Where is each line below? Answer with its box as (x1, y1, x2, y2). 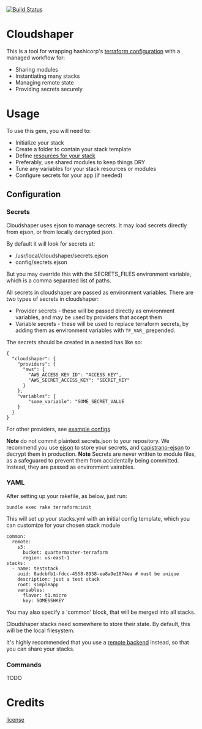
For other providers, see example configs (6, 425, 110, 432)
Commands (6, 660, 42, 669)
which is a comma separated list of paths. (6, 276, 111, 284)
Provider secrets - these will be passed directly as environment (15, 307, 175, 314)
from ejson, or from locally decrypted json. (6, 228, 114, 235)
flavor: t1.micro (22, 592, 67, 599)
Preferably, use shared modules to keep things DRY (15, 158, 146, 165)
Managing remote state (15, 78, 75, 86)
